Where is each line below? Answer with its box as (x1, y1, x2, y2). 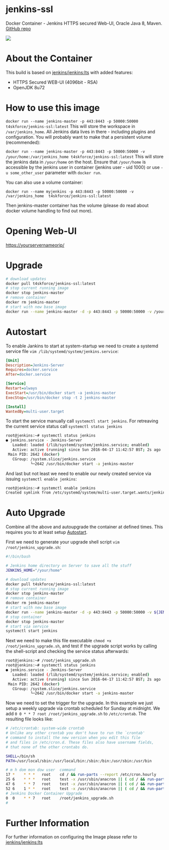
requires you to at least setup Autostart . (6, 529, 88, 535)
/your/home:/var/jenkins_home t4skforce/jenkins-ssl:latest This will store (6, 153, 164, 159)
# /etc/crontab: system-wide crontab (6, 726, 85, 731)
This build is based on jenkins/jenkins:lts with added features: (6, 69, 133, 75)
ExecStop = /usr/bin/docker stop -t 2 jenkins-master (6, 395, 116, 400)
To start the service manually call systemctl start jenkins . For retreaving (6, 418, 158, 424)
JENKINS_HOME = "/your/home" (6, 568, 62, 573)
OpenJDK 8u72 (13, 84, 45, 90)
